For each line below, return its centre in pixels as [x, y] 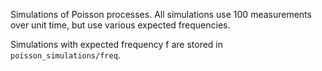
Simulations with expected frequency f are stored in [117, 44]
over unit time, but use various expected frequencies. [120, 25]
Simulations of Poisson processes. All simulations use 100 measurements [161, 14]
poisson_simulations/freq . [65, 55]
